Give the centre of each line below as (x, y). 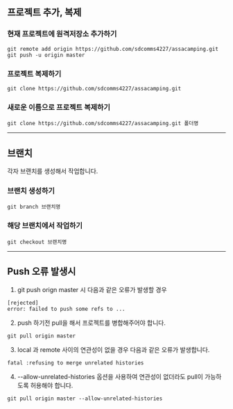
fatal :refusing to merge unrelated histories (76, 363)
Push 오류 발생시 (42, 272)
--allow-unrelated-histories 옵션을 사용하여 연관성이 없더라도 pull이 (110, 376)
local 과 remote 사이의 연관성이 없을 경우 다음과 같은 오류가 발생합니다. (113, 349)
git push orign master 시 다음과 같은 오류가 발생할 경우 (92, 289)
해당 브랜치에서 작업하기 (45, 226)
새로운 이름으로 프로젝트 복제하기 (59, 107)
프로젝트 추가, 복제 (44, 13)
